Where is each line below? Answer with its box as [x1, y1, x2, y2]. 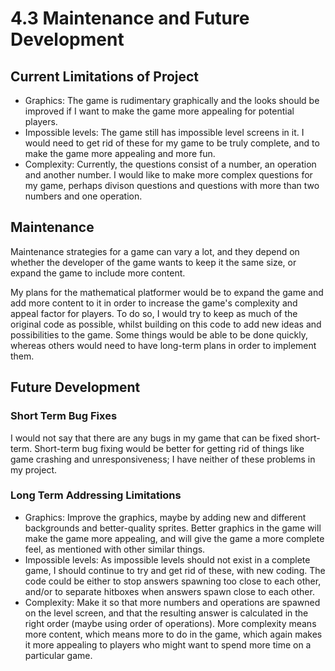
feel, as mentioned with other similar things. [24, 543, 206, 555]
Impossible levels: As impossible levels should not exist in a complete [24, 553, 311, 566]
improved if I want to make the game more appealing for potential [24, 105, 295, 117]
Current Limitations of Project [10, 68, 200, 85]
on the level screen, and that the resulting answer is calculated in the [24, 607, 309, 619]
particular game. [24, 649, 93, 661]
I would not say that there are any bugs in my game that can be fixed [10, 432, 293, 444]
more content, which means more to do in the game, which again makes [24, 628, 323, 640]
